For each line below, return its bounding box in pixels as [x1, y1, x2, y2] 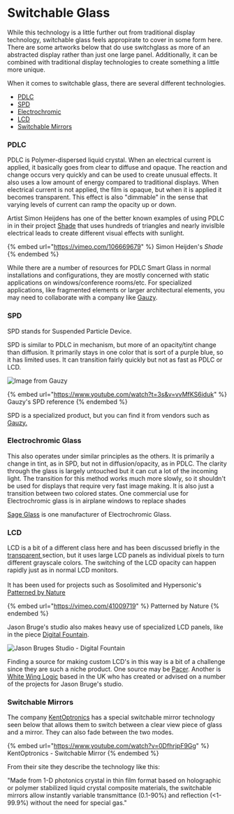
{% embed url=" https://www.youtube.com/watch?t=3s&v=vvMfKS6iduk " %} [7, 390, 228, 398]
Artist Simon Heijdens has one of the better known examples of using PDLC [7, 214, 225, 222]
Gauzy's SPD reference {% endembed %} [7, 398, 128, 406]
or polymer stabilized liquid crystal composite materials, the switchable [7, 784, 212, 792]
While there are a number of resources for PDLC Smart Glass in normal [7, 264, 211, 272]
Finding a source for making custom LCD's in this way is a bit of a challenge [7, 658, 226, 666]
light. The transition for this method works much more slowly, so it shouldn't [7, 474, 226, 482]
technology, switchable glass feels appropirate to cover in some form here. [7, 35, 223, 43]
